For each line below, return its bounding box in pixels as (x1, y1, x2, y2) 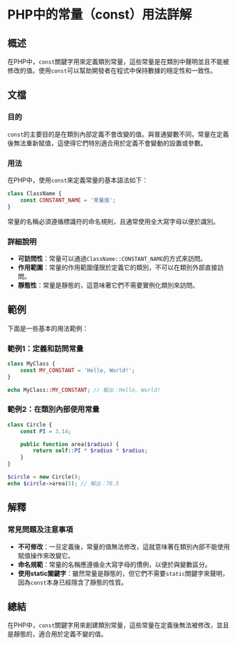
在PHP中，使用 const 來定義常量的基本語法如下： (7, 175, 149, 184)
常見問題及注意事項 (7, 525, 73, 535)
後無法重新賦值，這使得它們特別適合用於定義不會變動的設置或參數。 (7, 138, 207, 147)
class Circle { (7, 421, 53, 428)
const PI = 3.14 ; (20, 428, 72, 435)
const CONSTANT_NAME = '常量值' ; (20, 197, 116, 204)
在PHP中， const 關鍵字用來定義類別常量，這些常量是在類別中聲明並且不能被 (7, 58, 230, 66)
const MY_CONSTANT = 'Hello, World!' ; (20, 366, 135, 374)
